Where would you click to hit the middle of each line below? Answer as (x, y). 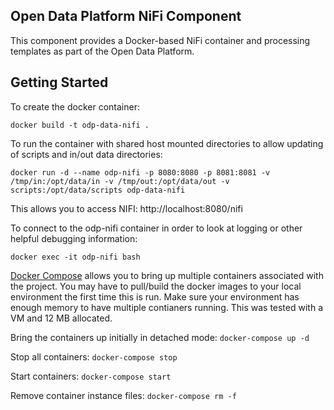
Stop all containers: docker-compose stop (94, 356)
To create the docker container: (75, 106)
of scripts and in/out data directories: (86, 154)
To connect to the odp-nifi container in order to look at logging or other (156, 228)
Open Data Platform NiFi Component (126, 16)
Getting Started (59, 82)
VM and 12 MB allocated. (61, 318)
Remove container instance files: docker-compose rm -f (123, 395)
